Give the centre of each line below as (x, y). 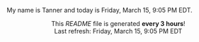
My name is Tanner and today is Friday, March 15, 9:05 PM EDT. (100, 10)
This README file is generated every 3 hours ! (118, 23)
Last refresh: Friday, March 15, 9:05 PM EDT (118, 31)
